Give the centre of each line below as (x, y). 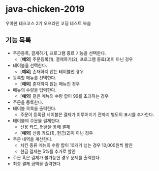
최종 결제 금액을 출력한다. (37, 164)
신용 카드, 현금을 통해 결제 (45, 127)
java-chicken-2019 (45, 9)
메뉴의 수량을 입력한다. (34, 90)
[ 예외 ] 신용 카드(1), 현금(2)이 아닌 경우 (56, 133)
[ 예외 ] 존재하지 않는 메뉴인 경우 (50, 84)
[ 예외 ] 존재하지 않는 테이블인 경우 (52, 71)
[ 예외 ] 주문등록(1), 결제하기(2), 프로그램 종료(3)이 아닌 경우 (77, 59)
